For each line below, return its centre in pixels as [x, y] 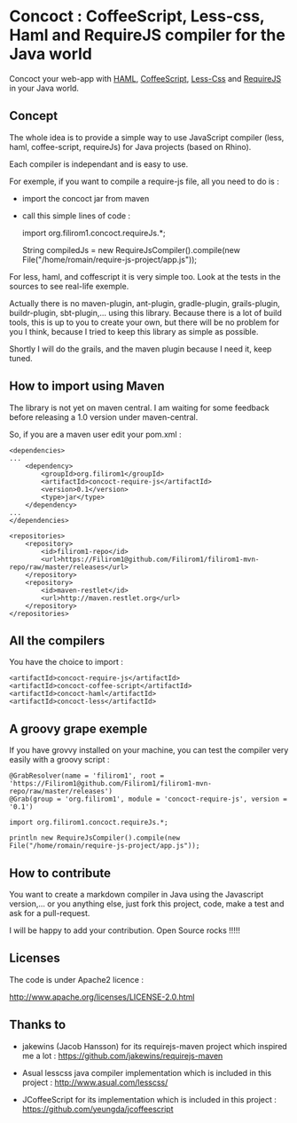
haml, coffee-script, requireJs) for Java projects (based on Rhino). [130, 146]
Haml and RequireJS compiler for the [147, 35]
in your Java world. [44, 88]
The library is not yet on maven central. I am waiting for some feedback [140, 407]
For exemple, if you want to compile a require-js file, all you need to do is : [144, 181]
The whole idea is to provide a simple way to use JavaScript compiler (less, [147, 137]
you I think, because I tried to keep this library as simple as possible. [134, 331]
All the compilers [57, 641]
